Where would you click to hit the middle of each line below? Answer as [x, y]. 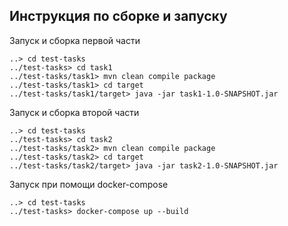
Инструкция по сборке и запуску [118, 16]
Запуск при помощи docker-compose [89, 184]
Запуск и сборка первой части [75, 40]
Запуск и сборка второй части [74, 112]
